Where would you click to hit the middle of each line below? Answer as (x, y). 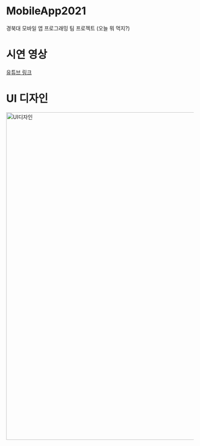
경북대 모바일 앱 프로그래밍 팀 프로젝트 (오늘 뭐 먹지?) (68, 28)
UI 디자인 (27, 99)
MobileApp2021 (46, 11)
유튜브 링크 (19, 72)
